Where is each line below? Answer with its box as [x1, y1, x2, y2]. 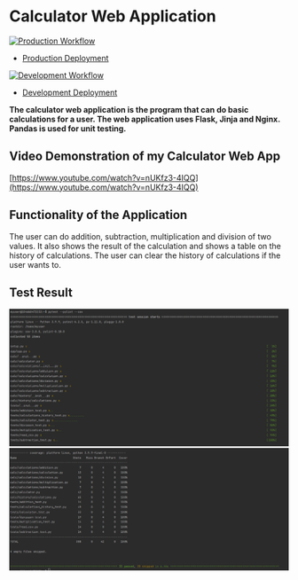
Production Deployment [21, 52, 109, 63]
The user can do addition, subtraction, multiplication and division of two [9, 231, 272, 241]
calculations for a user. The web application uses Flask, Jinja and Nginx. [9, 114, 281, 124]
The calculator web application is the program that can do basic [9, 104, 249, 114]
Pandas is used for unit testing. [9, 122, 127, 134]
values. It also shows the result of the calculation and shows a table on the [9, 240, 282, 251]
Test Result [9, 285, 73, 300]
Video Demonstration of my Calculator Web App [9, 149, 281, 164]
